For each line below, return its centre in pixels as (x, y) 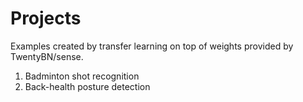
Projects (46, 18)
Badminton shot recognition (82, 76)
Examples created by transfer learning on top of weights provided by (152, 46)
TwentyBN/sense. (47, 56)
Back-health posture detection (87, 86)
